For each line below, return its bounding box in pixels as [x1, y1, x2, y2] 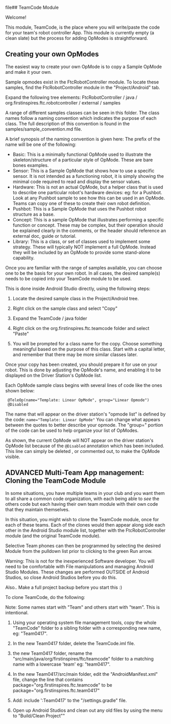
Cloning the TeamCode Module [5, 477, 106, 485]
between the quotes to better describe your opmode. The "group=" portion [5, 422, 163, 428]
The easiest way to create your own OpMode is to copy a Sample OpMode [5, 64, 162, 70]
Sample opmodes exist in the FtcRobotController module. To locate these [5, 79, 159, 85]
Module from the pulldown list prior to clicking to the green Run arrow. [5, 548, 153, 554]
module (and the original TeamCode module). [5, 532, 101, 539]
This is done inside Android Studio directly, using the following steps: [5, 285, 151, 292]
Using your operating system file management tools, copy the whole [12, 619, 157, 626]
